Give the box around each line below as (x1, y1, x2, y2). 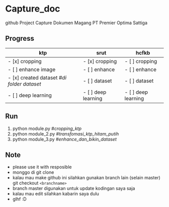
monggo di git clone (12, 169, 54, 175)
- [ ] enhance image (8, 66, 56, 73)
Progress (5, 34, 34, 43)
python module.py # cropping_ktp (12, 125, 82, 131)
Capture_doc (5, 3, 60, 15)
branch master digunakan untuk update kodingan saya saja (12, 185, 135, 191)
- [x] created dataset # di (8, 74, 67, 81)
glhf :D (12, 196, 27, 202)
